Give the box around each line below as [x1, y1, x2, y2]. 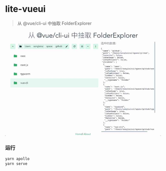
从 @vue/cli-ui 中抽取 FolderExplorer [17, 20, 92, 26]
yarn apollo [5, 156, 30, 162]
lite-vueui [5, 3, 46, 15]
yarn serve [5, 161, 28, 167]
